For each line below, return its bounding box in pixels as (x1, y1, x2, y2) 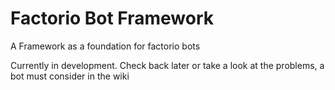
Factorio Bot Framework (10, 7, 215, 30)
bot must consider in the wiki (10, 70, 130, 82)
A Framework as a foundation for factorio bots (10, 40, 201, 52)
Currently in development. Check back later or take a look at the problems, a (10, 59, 325, 71)
